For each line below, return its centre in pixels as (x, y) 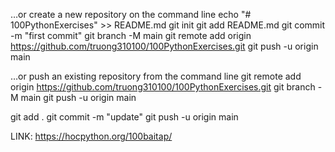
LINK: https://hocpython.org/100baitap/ (91, 136)
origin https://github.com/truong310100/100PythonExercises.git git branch (163, 87)
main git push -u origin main (78, 97)
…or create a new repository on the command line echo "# (131, 14)
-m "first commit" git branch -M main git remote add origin (131, 35)
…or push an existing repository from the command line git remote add (156, 76)
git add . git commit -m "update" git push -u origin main (124, 117)
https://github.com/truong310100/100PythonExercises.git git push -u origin (164, 46)
